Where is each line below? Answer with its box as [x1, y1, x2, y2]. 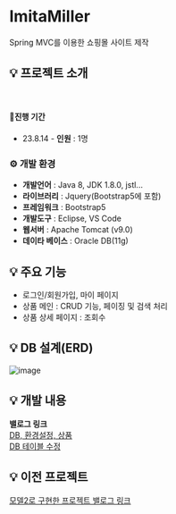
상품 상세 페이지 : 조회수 [21, 312, 106, 323]
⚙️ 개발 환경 [9, 157, 56, 170]
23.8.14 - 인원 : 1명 [21, 132, 88, 144]
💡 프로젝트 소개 [9, 65, 88, 81]
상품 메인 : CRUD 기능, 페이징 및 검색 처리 [21, 301, 168, 312]
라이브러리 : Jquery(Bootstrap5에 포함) [21, 190, 162, 202]
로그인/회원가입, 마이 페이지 [21, 290, 119, 300]
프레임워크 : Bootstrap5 [21, 202, 106, 213]
